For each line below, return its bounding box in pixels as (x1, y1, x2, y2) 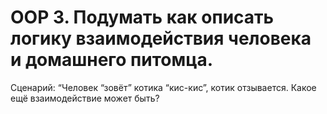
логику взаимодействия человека (10, 27, 312, 50)
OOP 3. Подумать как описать (10, 6, 275, 29)
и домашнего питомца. (10, 49, 214, 71)
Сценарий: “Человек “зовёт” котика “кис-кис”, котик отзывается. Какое (10, 81, 317, 93)
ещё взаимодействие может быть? (10, 92, 160, 104)
